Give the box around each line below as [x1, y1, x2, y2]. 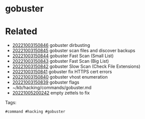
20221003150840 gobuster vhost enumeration [12, 74, 108, 80]
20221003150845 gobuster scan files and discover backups [12, 48, 136, 54]
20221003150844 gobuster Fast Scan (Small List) [12, 53, 114, 59]
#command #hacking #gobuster [5, 109, 66, 115]
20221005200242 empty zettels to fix [12, 90, 90, 96]
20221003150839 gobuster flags [12, 79, 79, 85]
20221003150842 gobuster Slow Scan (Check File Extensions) [12, 63, 141, 70]
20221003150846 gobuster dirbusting [12, 42, 90, 48]
